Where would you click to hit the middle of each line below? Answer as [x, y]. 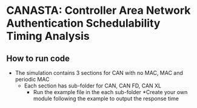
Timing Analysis [48, 36]
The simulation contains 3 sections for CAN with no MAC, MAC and [99, 73]
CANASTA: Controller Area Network [98, 11]
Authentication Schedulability [83, 23]
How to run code [38, 58]
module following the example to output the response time [106, 98]
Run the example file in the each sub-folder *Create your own [110, 92]
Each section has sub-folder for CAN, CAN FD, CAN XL [93, 86]
